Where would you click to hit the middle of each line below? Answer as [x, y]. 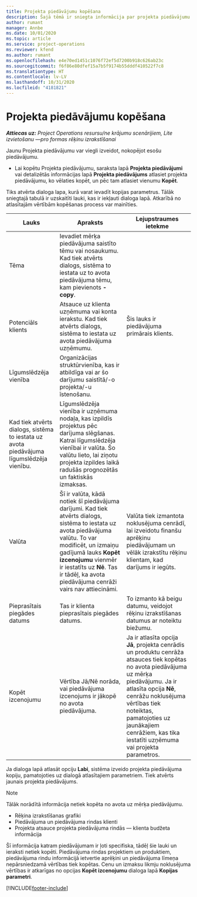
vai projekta [142, 747]
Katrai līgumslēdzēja [88, 440]
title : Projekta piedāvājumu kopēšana [53, 11]
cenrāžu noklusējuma [156, 696]
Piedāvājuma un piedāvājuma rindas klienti [66, 821]
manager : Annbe [25, 28]
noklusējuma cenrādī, [156, 523]
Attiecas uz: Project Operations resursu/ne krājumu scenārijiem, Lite [89, 133]
